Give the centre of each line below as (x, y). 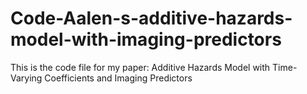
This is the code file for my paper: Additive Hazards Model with (140, 67)
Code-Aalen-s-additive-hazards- (151, 18)
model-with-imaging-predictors (146, 39)
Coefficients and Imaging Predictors (118, 78)
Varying (26, 78)
